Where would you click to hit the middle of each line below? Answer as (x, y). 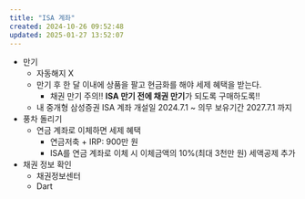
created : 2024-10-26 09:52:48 (67, 26)
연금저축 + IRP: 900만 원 (94, 141)
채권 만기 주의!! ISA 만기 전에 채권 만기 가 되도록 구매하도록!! (155, 96)
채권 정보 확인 (47, 164)
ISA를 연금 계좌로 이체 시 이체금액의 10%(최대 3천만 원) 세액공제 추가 (173, 153)
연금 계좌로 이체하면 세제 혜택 (88, 131)
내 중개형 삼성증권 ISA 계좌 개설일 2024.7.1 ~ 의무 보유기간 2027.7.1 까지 (164, 108)
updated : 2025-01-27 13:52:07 (67, 35)
